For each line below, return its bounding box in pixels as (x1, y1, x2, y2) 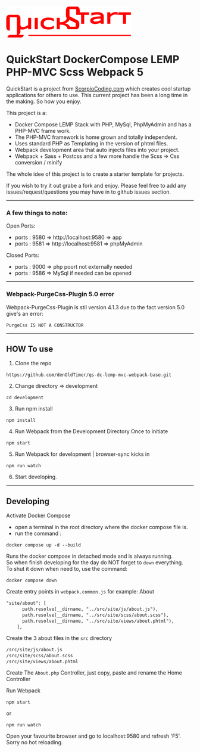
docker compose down (6, 577, 58, 584)
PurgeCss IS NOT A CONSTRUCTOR (6, 322, 84, 328)
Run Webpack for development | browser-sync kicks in (14, 450, 150, 458)
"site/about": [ (6, 600, 46, 607)
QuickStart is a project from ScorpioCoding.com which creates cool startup (6, 85, 191, 92)
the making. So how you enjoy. (6, 98, 82, 105)
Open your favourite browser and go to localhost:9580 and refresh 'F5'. (6, 732, 182, 739)
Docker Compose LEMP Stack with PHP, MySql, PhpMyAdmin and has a (14, 120, 192, 128)
